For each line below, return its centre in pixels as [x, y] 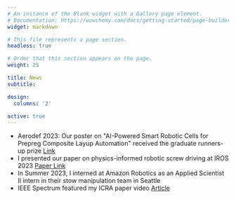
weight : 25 [23, 65]
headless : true [29, 46]
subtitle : [22, 84]
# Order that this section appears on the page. [80, 59]
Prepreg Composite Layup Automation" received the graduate [107, 144]
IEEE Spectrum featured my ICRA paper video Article [94, 188]
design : [19, 97]
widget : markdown [33, 27]
